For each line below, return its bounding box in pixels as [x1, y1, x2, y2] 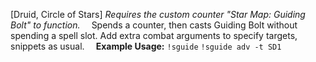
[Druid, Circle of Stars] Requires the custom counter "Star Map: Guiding [10, 9, 306, 20]
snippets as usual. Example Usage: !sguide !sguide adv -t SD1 [10, 40, 282, 52]
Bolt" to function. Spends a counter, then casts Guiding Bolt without [10, 19, 298, 31]
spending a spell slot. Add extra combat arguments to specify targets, [10, 30, 298, 41]
